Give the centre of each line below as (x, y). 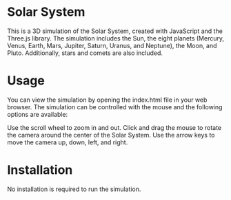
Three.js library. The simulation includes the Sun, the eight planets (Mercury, (115, 38)
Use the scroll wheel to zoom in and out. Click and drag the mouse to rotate (114, 127)
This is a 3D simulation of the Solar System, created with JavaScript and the (115, 31)
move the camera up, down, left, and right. (68, 142)
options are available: (38, 114)
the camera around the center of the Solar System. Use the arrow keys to (111, 135)
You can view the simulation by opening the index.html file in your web (107, 100)
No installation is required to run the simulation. (74, 189)
